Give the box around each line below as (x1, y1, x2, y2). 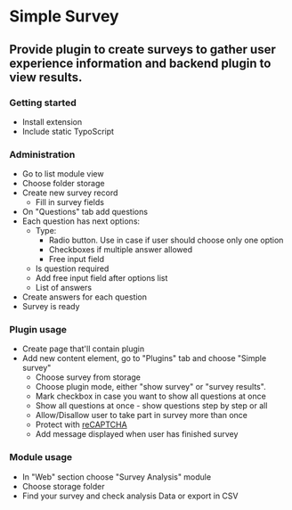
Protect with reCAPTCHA (35, 419, 127, 430)
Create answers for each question (21, 292, 148, 302)
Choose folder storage (21, 178, 105, 189)
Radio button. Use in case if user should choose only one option (48, 234, 284, 246)
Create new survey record (21, 187, 118, 198)
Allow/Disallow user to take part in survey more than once (35, 410, 247, 421)
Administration (9, 148, 76, 160)
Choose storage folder (21, 481, 105, 491)
